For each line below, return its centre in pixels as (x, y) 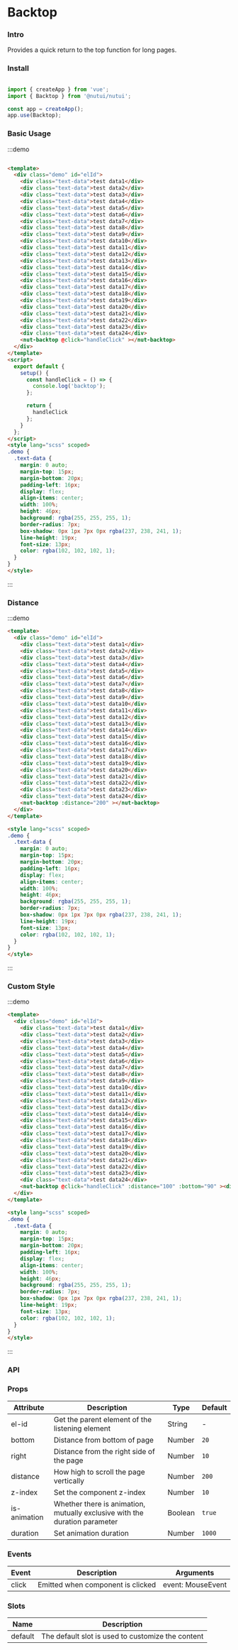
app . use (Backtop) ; (34, 115)
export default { (39, 367)
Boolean (181, 1512)
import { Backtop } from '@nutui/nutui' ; (69, 96)
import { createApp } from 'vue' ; (58, 89)
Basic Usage (29, 134)
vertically (69, 1480)
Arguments (195, 1573)
